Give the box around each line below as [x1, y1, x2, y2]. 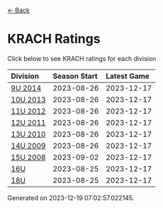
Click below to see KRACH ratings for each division [7, 54, 157, 62]
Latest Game [106, 71, 150, 81]
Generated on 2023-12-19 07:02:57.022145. [7, 193, 135, 202]
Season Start [52, 71, 98, 81]
